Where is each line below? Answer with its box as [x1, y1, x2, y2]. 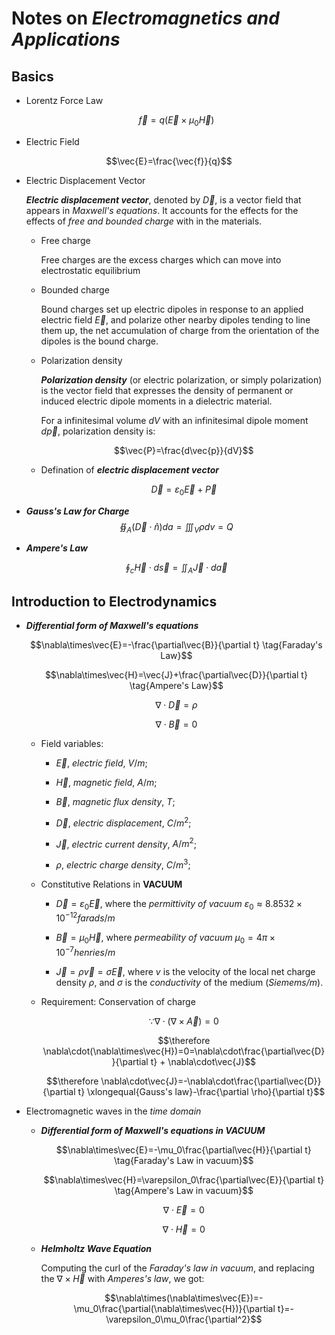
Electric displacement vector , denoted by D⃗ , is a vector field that [25, 193, 302, 206]
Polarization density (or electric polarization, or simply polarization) [40, 373, 323, 386]
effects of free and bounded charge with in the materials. [25, 215, 263, 227]
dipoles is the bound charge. [40, 335, 159, 347]
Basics [11, 68, 54, 85]
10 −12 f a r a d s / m [55, 910, 116, 924]
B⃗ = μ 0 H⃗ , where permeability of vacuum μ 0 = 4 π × [55, 932, 276, 946]
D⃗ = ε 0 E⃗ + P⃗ [150, 483, 218, 497]
